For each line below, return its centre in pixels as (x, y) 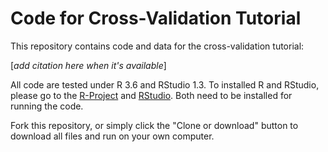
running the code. (47, 106)
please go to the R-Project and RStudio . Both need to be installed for (151, 95)
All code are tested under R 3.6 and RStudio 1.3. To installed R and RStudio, (165, 84)
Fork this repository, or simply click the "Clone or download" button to (154, 125)
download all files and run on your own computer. (112, 136)
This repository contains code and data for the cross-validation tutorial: (157, 46)
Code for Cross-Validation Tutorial (156, 18)
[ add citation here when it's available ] (88, 65)
